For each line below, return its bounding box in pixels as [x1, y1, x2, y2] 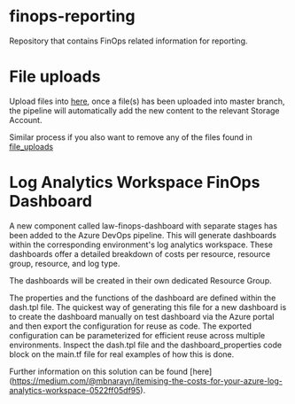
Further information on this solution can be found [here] [9, 366, 213, 377]
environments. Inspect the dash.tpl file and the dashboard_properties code [9, 339, 282, 350]
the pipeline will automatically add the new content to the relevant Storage [9, 105, 280, 116]
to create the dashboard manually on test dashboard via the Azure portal [9, 311, 275, 322]
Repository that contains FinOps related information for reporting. [9, 35, 248, 46]
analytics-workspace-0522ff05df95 [9, 385, 141, 395]
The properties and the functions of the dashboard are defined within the [9, 292, 276, 303]
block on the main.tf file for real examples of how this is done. [9, 348, 235, 360]
